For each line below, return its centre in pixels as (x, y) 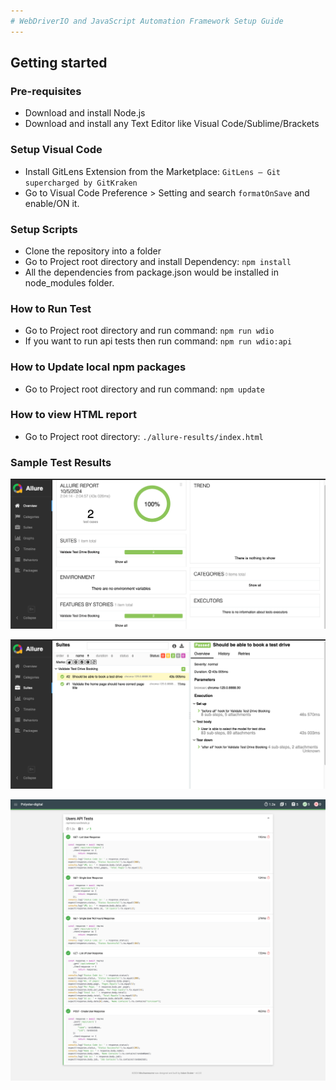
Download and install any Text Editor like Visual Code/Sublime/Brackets (172, 124)
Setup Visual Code (56, 150)
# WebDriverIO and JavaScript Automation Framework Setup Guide (147, 21)
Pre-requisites (46, 91)
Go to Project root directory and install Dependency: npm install (158, 261)
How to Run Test (51, 308)
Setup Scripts (44, 229)
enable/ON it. (52, 203)
